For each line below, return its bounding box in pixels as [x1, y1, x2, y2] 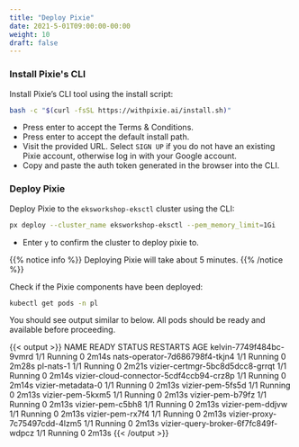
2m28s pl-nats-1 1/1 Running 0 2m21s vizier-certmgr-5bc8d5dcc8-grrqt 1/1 [9, 361, 286, 371]
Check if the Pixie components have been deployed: [9, 281, 204, 292]
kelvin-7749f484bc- [210, 342, 285, 353]
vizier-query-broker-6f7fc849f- [160, 418, 278, 429]
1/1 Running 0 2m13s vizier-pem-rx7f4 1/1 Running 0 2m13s [9, 408, 227, 419]
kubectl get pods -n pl [9, 299, 99, 308]
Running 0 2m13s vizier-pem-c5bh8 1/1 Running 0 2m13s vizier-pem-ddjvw [9, 399, 288, 410]
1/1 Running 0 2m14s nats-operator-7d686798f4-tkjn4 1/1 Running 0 [35, 352, 286, 362]
